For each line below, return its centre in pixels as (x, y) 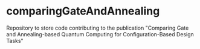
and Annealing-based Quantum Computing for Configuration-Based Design (100, 34)
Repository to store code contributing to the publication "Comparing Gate (98, 28)
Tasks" (15, 41)
